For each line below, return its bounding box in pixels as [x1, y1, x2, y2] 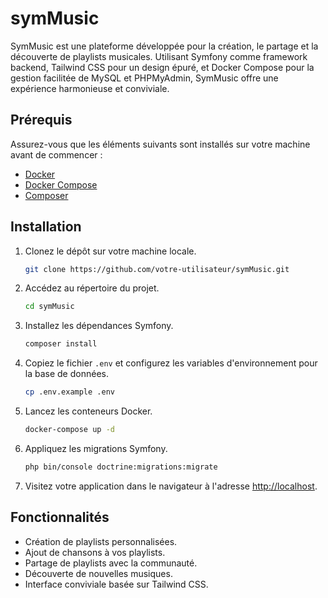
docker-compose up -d [24, 425, 115, 435]
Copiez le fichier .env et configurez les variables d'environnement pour [24, 357, 318, 369]
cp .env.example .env [24, 387, 115, 397]
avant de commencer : [10, 148, 103, 161]
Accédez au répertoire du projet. [24, 282, 160, 294]
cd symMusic [24, 302, 75, 312]
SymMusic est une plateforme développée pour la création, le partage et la [10, 40, 319, 52]
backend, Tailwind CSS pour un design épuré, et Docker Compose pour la [10, 61, 315, 73]
